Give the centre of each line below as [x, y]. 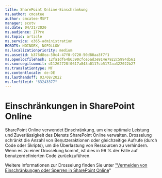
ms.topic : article [24, 37]
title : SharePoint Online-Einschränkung [47, 9]
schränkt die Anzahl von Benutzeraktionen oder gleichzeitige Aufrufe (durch [81, 140]
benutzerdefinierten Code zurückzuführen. [48, 156]
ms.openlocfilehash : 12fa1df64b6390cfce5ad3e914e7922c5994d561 [70, 59]
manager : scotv [20, 23]
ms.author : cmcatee [25, 14]
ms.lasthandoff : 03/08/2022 [33, 77]
